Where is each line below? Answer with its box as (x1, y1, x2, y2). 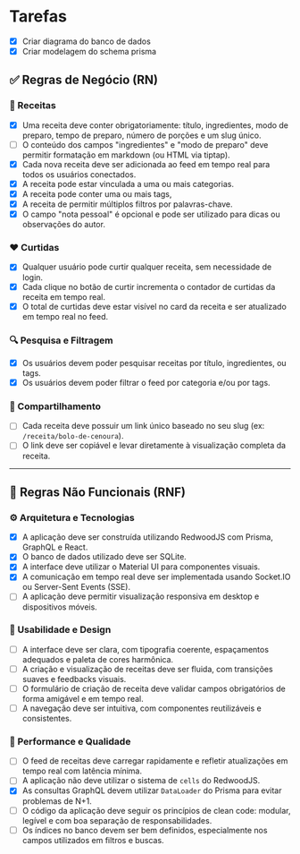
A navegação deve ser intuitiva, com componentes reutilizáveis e (21, 703, 262, 713)
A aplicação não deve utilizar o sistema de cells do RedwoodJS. (21, 775, 261, 786)
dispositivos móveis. (21, 602, 98, 612)
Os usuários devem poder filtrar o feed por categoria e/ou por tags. (21, 378, 271, 389)
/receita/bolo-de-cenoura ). (21, 431, 124, 441)
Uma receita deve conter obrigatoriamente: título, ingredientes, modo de (21, 119, 288, 131)
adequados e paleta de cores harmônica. (21, 653, 174, 664)
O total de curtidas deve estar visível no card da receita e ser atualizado (21, 301, 287, 312)
